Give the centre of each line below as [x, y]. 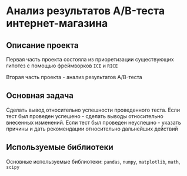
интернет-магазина [57, 23]
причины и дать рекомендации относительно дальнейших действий [92, 129]
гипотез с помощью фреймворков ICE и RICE [62, 66]
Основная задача [40, 96]
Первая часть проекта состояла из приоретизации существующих [90, 59]
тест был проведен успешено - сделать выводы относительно [85, 116]
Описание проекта [42, 45]
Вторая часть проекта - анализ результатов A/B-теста [74, 77]
